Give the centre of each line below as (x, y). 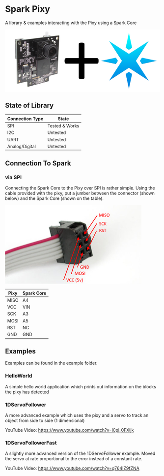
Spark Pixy (28, 9)
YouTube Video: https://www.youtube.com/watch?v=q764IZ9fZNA (72, 468)
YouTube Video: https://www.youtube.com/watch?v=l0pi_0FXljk (69, 430)
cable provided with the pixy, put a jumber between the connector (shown (80, 193)
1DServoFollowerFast (31, 443)
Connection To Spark (38, 163)
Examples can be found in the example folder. (51, 363)
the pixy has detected (27, 392)
